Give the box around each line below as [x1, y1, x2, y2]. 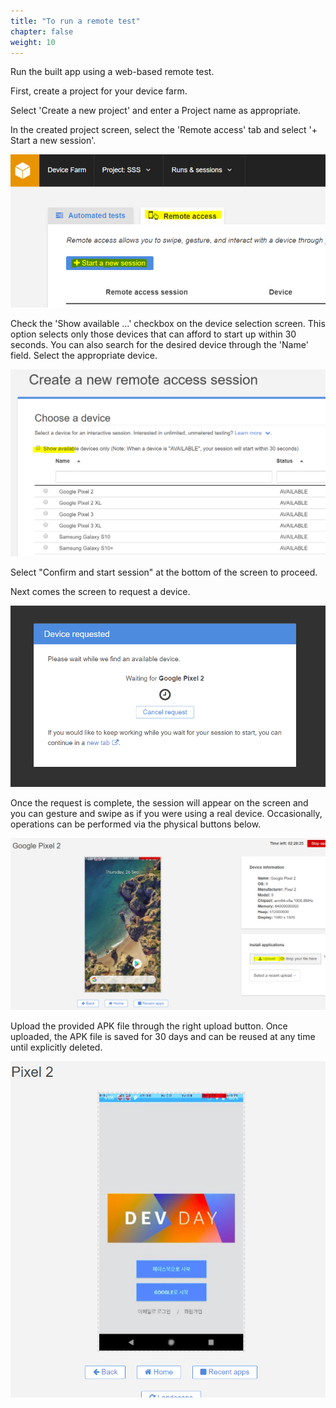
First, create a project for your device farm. [10, 85, 188, 97]
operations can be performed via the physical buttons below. [10, 818, 262, 830]
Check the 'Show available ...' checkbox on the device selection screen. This [10, 318, 326, 330]
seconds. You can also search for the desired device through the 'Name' [10, 339, 309, 351]
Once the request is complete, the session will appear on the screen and [10, 797, 309, 809]
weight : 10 [10, 37, 56, 47]
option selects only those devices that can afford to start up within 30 [10, 328, 297, 340]
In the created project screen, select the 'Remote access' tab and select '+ [10, 124, 318, 136]
